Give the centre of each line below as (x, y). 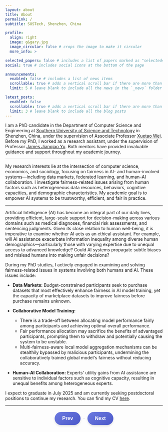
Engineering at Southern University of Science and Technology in (72, 131)
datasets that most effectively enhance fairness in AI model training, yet (86, 290)
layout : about (20, 10)
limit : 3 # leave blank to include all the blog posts (68, 111)
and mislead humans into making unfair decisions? (57, 255)
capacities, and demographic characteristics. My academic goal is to (76, 193)
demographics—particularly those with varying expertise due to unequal (80, 245)
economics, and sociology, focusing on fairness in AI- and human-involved (82, 172)
